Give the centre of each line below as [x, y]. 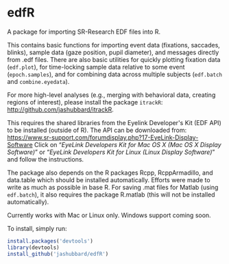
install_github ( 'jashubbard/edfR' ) [58, 254]
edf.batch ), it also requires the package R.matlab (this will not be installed [111, 195]
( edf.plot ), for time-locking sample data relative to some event [96, 67]
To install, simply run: [37, 228]
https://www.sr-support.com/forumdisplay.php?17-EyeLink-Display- [103, 137]
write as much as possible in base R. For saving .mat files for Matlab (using [113, 187]
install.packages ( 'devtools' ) [50, 241]
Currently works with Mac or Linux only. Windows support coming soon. [109, 215]
